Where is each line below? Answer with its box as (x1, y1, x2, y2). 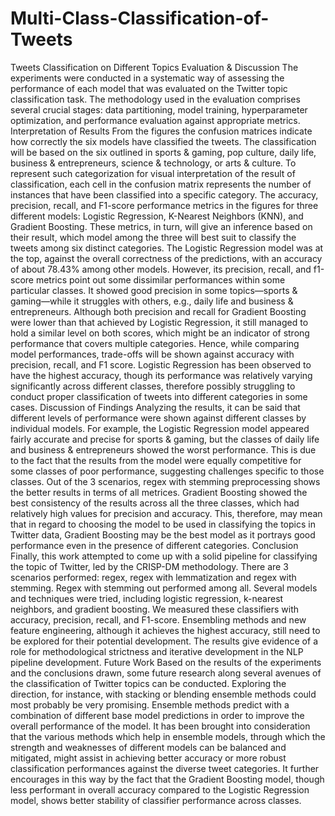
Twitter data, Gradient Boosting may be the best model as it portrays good (10, 528, 316, 541)
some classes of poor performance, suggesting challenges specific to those (10, 465, 325, 477)
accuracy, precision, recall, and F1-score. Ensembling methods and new (10, 613, 307, 626)
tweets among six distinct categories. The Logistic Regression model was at (10, 242, 324, 254)
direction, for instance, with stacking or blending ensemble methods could (10, 688, 317, 700)
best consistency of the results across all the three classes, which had (10, 497, 300, 509)
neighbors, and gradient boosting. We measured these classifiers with (10, 603, 300, 615)
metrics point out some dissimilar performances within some (35, 273, 286, 286)
